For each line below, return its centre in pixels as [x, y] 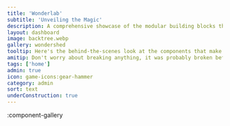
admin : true [24, 70]
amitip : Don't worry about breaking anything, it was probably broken [110, 58]
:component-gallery [35, 115]
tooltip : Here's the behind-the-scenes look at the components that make [115, 52]
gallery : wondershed [37, 45]
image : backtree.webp [38, 39]
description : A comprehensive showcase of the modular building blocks [111, 26]
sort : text [23, 89]
